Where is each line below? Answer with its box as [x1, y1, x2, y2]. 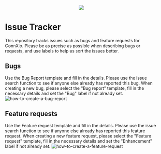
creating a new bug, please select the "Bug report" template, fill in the [5, 85, 144, 91]
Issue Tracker [5, 22, 61, 33]
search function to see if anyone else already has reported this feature [5, 128, 146, 134]
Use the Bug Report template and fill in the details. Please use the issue [5, 75, 147, 81]
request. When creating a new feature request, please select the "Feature [5, 133, 151, 138]
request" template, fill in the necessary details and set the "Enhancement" [5, 138, 152, 144]
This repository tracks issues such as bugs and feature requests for [5, 37, 140, 43]
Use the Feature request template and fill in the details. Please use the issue [5, 122, 156, 128]
